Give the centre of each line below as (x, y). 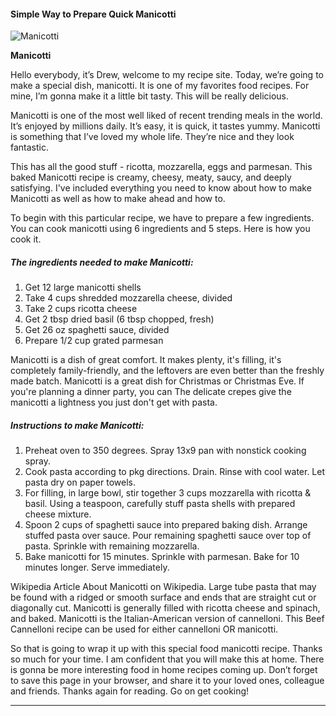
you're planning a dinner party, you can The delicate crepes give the (151, 392)
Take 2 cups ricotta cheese (81, 309)
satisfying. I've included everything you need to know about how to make (161, 188)
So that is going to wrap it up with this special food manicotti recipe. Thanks (166, 649)
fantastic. (29, 147)
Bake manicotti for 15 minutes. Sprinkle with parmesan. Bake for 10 (162, 557)
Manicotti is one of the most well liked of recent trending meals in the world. (166, 116)
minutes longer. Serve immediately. (97, 567)
